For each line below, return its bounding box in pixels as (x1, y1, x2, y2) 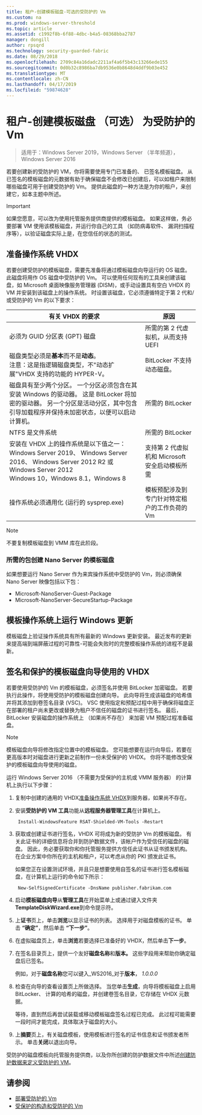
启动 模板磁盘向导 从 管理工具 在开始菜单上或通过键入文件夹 (14, 896, 158, 903)
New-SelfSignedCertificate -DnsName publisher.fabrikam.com (17, 885, 172, 891)
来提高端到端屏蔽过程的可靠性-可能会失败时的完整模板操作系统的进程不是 (6, 640, 188, 647)
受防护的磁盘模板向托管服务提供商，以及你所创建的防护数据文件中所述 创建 (6, 1051, 191, 1058)
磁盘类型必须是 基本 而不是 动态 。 (9, 351, 100, 360)
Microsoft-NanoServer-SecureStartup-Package (14, 596, 133, 603)
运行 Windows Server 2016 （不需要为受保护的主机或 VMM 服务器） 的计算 (6, 773, 192, 781)
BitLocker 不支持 (145, 356, 192, 364)
